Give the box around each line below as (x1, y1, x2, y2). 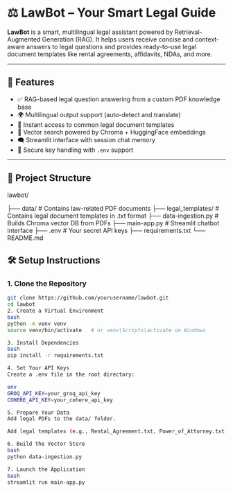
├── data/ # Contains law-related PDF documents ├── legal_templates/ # (7, 204, 220, 212)
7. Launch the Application (7, 466, 85, 473)
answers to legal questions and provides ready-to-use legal (26, 42, 196, 51)
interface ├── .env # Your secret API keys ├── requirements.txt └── (7, 226, 206, 234)
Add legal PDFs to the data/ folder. (7, 415, 116, 422)
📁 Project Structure (7, 172, 92, 184)
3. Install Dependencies (7, 339, 79, 346)
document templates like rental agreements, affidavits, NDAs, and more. (7, 50, 213, 58)
